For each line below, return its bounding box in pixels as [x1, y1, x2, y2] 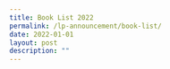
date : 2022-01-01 [9, 30, 74, 39]
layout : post [9, 38, 58, 47]
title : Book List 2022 [9, 13, 94, 22]
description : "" [9, 47, 70, 56]
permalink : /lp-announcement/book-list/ [9, 22, 163, 30]
